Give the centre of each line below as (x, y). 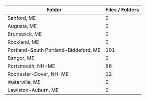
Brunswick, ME (25, 34)
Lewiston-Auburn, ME (33, 90)
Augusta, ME (22, 26)
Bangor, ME (21, 58)
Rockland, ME (23, 42)
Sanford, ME (22, 18)
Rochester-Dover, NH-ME (38, 74)
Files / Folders (122, 10)
